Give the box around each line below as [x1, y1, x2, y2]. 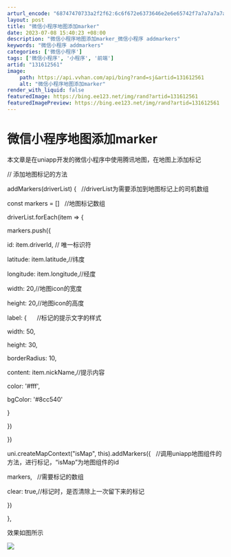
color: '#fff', [7, 382, 41, 390]
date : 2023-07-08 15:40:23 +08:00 [7, 29, 107, 36]
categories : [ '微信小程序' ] [7, 49, 82, 56]
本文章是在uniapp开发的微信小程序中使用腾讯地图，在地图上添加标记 [7, 155, 201, 164]
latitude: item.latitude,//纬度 [7, 255, 85, 263]
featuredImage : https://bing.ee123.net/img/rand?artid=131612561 [7, 94, 198, 100]
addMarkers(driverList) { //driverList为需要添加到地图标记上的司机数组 [7, 184, 209, 193]
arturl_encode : [7, 10, 51, 17]
